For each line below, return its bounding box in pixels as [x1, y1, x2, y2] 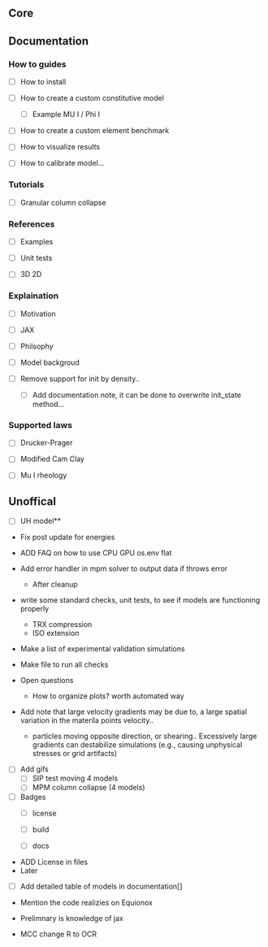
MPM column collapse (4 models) [32, 783, 145, 793]
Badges [19, 792, 46, 802]
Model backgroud [19, 357, 80, 367]
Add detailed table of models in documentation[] [19, 881, 183, 891]
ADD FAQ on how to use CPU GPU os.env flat [19, 548, 172, 558]
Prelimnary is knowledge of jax [19, 913, 123, 923]
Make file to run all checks [19, 659, 109, 669]
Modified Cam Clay [19, 454, 85, 464]
